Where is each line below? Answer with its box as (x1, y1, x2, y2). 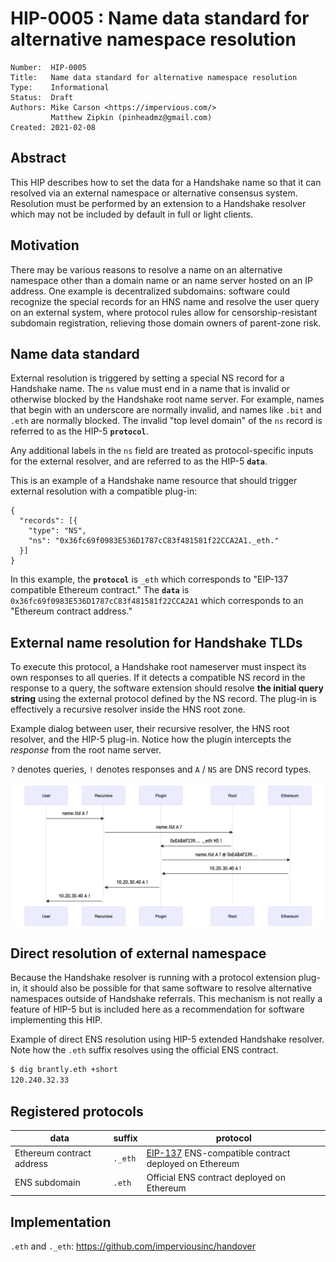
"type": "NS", (28, 526, 87, 536)
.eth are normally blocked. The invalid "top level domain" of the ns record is (10, 415, 323, 427)
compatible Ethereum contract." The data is (10, 584, 190, 596)
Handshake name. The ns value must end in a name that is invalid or (10, 383, 291, 395)
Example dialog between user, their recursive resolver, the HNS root (10, 723, 290, 735)
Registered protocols (10, 1103, 144, 1120)
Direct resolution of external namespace (10, 945, 267, 962)
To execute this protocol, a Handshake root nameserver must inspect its (10, 661, 307, 673)
